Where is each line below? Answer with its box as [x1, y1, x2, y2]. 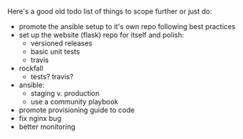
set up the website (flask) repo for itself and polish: [18, 31, 184, 39]
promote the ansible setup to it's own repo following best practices [18, 22, 236, 31]
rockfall [18, 64, 44, 73]
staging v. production [30, 89, 100, 97]
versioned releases [30, 38, 93, 48]
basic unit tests [30, 47, 80, 56]
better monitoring [18, 122, 75, 131]
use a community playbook [30, 97, 119, 106]
